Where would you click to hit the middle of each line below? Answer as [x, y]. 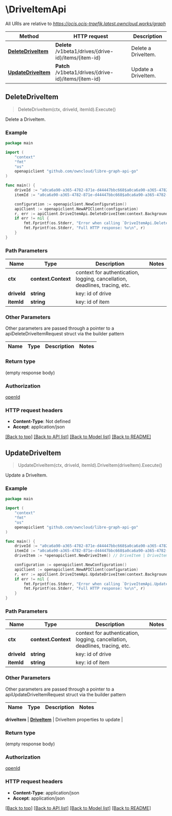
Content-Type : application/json [46, 792]
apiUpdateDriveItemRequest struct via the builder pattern [66, 694]
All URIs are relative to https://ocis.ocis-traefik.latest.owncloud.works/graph [86, 24]
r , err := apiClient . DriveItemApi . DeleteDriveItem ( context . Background [91, 213]
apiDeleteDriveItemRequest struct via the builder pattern [65, 334]
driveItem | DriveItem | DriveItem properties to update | [64, 719]
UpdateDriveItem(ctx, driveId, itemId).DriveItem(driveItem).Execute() [90, 465]
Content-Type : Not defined [41, 421]
